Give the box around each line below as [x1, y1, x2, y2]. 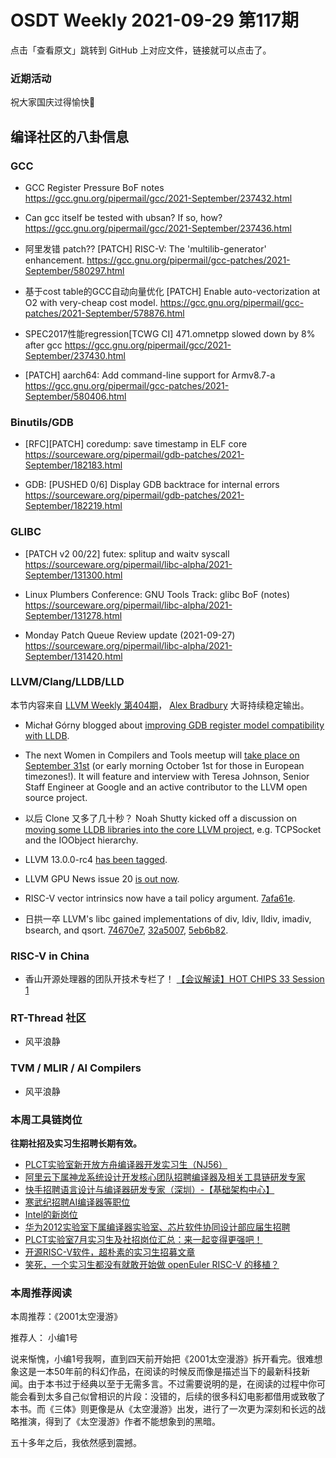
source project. [24, 791, 88, 803]
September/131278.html [24, 609, 123, 621]
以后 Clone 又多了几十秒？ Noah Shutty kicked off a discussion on [24, 812, 298, 824]
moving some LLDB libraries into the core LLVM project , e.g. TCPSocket [24, 823, 322, 835]
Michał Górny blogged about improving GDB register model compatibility [24, 719, 325, 731]
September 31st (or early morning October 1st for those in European [24, 759, 305, 771]
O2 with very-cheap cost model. [24, 296, 158, 308]
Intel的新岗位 [24, 1209, 78, 1220]
